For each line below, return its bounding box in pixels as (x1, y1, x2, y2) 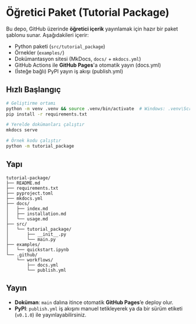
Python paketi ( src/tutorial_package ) (14, 43, 106, 50)
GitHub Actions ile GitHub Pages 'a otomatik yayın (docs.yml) (14, 62, 162, 69)
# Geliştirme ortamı (6, 100, 57, 106)
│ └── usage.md (6, 216, 48, 222)
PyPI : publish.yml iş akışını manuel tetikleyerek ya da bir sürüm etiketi (14, 305, 183, 312)
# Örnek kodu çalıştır (6, 138, 61, 144)
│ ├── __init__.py (6, 231, 66, 237)
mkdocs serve (6, 127, 38, 133)
